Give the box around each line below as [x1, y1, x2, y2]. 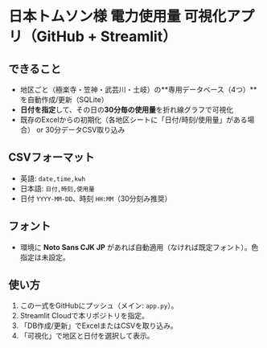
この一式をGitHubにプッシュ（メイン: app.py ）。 [19, 301, 179, 310]
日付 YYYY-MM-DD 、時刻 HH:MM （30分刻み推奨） [19, 194, 172, 203]
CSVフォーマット [8, 150, 95, 165]
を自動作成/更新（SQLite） [19, 95, 109, 104]
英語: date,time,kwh [19, 174, 86, 183]
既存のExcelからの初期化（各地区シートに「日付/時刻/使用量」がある [19, 115, 248, 125]
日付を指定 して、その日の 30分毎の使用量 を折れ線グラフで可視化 [19, 105, 234, 114]
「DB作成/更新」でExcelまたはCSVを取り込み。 [19, 321, 179, 330]
